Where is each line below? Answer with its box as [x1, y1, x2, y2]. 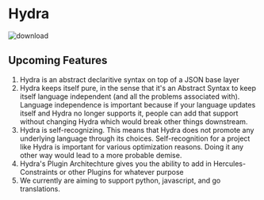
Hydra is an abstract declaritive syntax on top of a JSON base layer [19, 74, 239, 84]
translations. [19, 183, 61, 194]
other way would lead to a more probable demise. [19, 150, 182, 160]
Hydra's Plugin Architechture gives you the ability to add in [19, 159, 212, 168]
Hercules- [212, 159, 247, 168]
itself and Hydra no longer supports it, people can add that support [19, 108, 239, 118]
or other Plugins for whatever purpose [59, 167, 184, 176]
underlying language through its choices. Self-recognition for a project [19, 134, 251, 143]
